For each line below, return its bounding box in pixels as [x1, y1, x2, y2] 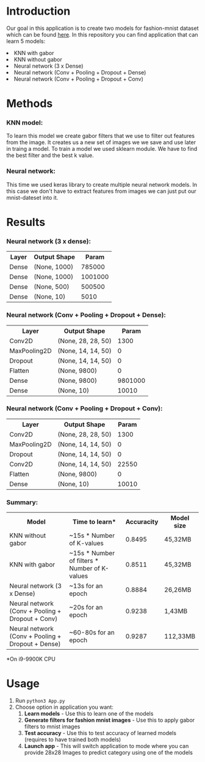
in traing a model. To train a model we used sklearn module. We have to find [6, 145, 198, 153]
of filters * [69, 557, 99, 565]
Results [6, 215, 46, 229]
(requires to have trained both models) [24, 736, 121, 743]
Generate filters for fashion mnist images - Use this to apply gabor [24, 716, 195, 724]
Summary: [6, 498, 38, 506]
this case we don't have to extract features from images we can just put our [6, 187, 196, 195]
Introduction [6, 4, 71, 18]
